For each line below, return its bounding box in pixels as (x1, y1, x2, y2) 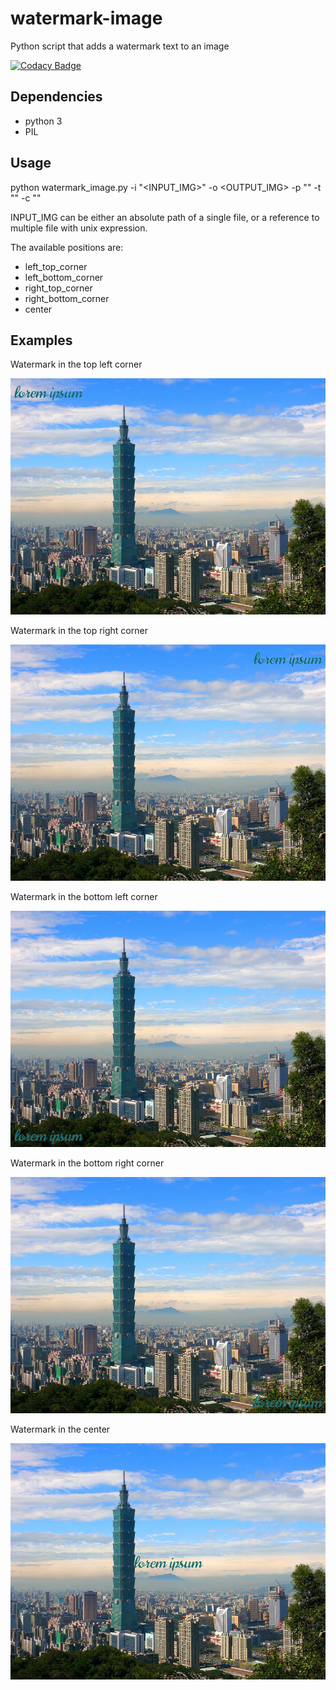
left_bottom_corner (24, 271, 104, 283)
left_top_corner (24, 260, 88, 272)
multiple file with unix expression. (10, 222, 148, 234)
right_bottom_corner (24, 292, 110, 304)
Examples (10, 332, 73, 349)
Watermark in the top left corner (10, 358, 143, 371)
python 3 (24, 115, 63, 127)
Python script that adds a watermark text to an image (10, 40, 230, 52)
